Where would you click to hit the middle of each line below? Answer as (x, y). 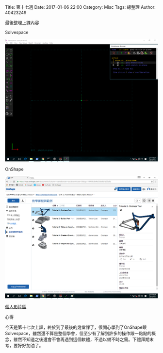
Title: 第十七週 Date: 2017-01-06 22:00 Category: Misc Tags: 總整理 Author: (81, 7)
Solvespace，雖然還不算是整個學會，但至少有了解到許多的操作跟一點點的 (78, 334)
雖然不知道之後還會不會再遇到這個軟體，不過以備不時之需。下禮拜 (79, 339)
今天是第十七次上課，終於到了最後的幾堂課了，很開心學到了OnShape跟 (76, 327)
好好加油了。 (31, 346)
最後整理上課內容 (22, 23)
